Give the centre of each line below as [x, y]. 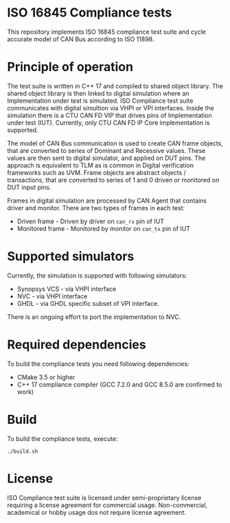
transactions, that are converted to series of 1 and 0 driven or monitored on [113, 180]
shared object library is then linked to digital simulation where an [98, 93]
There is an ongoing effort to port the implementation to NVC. [94, 317]
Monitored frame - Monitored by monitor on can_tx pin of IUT [104, 228]
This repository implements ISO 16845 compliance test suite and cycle [106, 32]
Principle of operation [70, 67]
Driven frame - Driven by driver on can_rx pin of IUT [91, 221]
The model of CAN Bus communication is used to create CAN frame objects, [115, 143]
